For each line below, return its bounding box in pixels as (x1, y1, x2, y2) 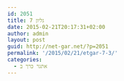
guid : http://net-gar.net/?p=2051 (7, 43, 109, 50)
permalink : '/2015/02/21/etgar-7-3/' (7, 50, 118, 57)
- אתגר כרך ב (13, 63, 48, 70)
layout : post (7, 37, 46, 44)
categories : (7, 56, 42, 63)
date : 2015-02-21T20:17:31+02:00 (7, 23, 106, 30)
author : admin (7, 30, 49, 37)
